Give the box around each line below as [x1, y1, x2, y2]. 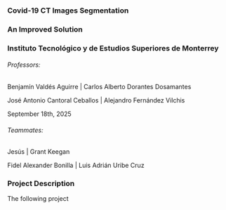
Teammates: [7, 126, 44, 134]
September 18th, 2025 [7, 110, 72, 118]
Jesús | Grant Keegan [7, 147, 70, 156]
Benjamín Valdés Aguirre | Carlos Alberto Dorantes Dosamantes [7, 82, 192, 91]
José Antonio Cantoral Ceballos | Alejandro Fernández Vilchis [7, 96, 185, 104]
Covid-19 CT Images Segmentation [7, 6, 129, 15]
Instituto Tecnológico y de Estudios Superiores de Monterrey [7, 43, 219, 53]
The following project [7, 195, 69, 203]
